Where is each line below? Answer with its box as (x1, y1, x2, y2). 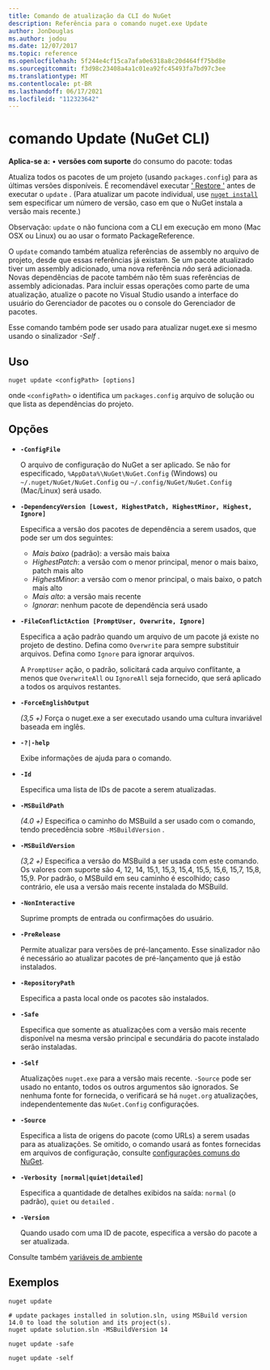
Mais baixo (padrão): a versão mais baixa (32, 548, 171, 558)
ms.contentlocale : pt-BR (8, 79, 92, 88)
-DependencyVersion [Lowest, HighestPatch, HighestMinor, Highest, (19, 503, 252, 511)
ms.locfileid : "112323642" (8, 95, 99, 103)
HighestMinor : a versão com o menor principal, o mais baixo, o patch (32, 574, 263, 584)
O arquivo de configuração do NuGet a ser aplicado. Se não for (19, 460, 231, 469)
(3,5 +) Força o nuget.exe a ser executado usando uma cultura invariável (19, 713, 263, 722)
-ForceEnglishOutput (19, 699, 90, 707)
